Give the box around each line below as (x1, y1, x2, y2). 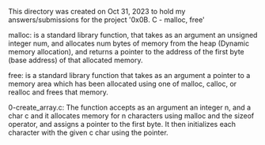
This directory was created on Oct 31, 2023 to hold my (8, 7, 186, 16)
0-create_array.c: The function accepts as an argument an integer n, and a (8, 102, 252, 112)
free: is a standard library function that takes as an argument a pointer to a (8, 71, 251, 80)
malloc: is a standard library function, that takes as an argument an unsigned (8, 31, 258, 39)
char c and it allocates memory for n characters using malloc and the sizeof (8, 111, 255, 121)
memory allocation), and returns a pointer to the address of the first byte (8, 47, 245, 56)
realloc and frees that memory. (8, 87, 108, 97)
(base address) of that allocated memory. (8, 55, 143, 65)
